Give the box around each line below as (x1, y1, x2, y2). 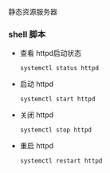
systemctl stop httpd (19, 126, 92, 134)
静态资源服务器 (8, 7, 57, 16)
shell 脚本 (8, 29, 46, 40)
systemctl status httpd (19, 65, 100, 73)
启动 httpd (19, 79, 54, 89)
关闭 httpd (19, 110, 54, 120)
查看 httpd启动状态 (19, 49, 82, 58)
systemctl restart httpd (19, 157, 103, 165)
